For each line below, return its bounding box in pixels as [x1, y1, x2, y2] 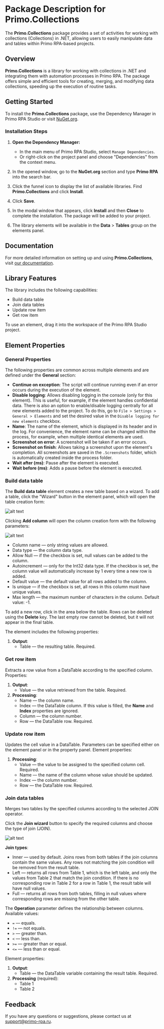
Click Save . [12, 198, 36, 204]
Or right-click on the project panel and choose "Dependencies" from [19, 154, 158, 160]
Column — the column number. [19, 713, 82, 719]
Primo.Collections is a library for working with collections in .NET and [5, 68, 146, 74]
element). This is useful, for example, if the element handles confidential [12, 397, 158, 403]
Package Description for [5, 3, 106, 15]
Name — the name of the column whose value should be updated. [19, 772, 153, 778]
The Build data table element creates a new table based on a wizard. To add [5, 489, 160, 494]
